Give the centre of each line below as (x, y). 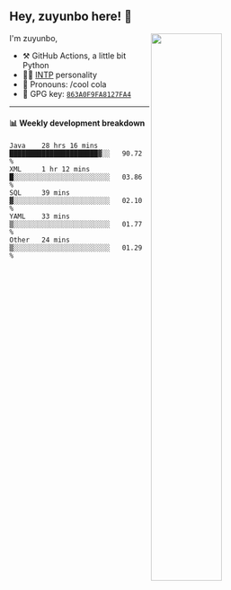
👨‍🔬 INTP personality (59, 75)
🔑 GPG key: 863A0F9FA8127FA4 (77, 93)
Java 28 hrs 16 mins (54, 146)
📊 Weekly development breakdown (77, 123)
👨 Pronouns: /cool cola (64, 84)
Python (36, 65)
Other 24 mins (40, 240)
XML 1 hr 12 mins (50, 170)
